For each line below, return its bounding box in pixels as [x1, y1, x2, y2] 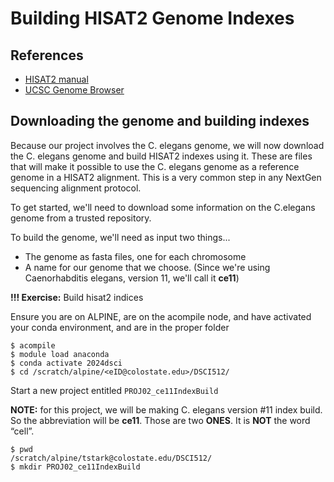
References [10, 47, 84, 64]
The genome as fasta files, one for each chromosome [24, 250, 247, 262]
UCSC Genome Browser [24, 84, 125, 96]
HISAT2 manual [24, 73, 89, 85]
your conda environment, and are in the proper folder [10, 321, 230, 333]
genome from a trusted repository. [10, 212, 152, 224]
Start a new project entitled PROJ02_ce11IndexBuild [10, 384, 219, 396]
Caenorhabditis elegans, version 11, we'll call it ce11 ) [24, 272, 240, 284]
